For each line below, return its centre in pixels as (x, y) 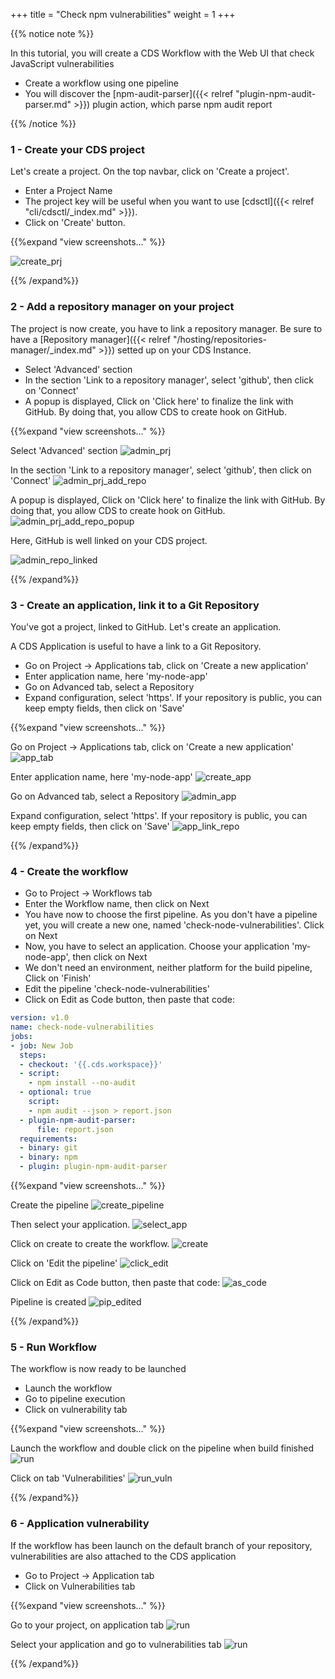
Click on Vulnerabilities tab (80, 1586)
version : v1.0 (40, 1018)
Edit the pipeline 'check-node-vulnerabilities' (117, 989)
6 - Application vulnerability (80, 1524)
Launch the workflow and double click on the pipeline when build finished (162, 1448)
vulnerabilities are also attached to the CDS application (123, 1556)
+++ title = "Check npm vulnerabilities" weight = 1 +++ (123, 14)
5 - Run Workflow (53, 1347)
